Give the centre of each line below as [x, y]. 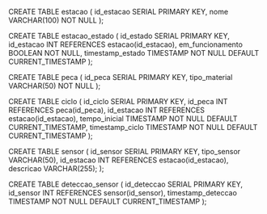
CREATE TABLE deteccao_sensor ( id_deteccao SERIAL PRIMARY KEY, [126, 184]
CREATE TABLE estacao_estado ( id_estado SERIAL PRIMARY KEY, [119, 36]
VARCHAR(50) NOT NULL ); [55, 86]
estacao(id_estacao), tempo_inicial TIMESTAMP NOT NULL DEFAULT [123, 119]
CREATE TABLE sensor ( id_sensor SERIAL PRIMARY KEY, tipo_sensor [125, 151]
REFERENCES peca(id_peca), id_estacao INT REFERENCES [106, 110]
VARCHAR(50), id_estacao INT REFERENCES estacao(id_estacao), [119, 160]
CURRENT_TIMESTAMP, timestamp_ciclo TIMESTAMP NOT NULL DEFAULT [133, 127]
